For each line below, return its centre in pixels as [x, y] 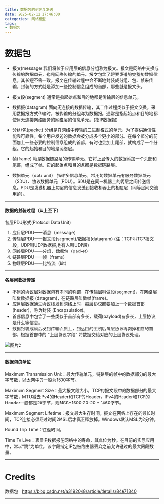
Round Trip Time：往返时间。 [35, 429]
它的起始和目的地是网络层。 [49, 149]
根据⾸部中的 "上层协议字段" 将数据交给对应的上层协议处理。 [82, 335]
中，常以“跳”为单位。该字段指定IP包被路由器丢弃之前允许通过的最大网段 [77, 446]
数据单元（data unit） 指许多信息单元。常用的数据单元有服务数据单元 [82, 176]
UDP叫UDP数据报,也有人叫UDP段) [55, 245]
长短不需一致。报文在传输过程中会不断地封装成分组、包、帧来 [87, 80]
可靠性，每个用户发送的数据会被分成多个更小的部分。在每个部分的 [87, 136]
